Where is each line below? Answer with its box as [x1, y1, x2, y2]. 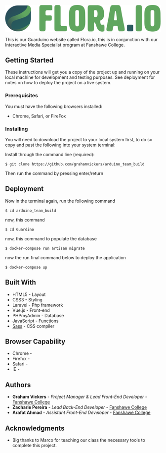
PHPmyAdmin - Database [12, 312, 64, 318]
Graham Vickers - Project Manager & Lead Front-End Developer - [12, 394, 147, 400]
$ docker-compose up [5, 265, 48, 270]
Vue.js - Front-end [12, 307, 50, 313]
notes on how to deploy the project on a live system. [5, 80, 112, 86]
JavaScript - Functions [12, 318, 59, 324]
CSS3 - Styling [12, 296, 43, 302]
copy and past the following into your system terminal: [5, 142, 116, 148]
